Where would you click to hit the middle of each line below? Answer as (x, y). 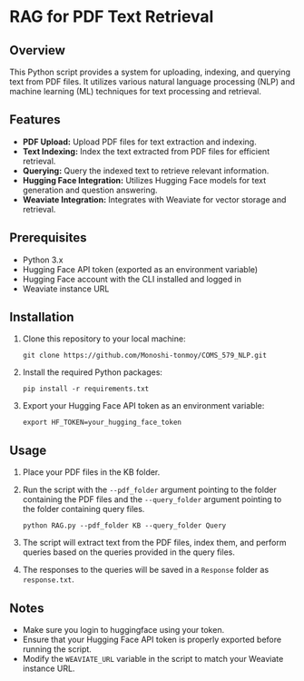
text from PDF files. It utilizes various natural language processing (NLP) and (152, 82)
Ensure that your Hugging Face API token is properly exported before (152, 640)
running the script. (57, 649)
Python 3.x (43, 260)
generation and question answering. (90, 190)
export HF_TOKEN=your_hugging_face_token (102, 423)
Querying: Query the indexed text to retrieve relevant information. (146, 171)
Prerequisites (48, 238)
